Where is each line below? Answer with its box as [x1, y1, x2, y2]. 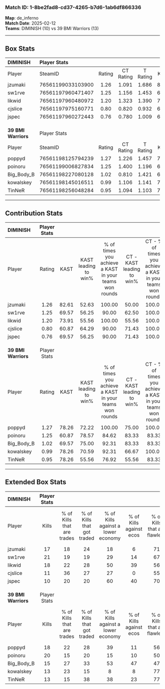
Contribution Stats [5, 209, 63, 217]
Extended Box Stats [5, 478, 66, 487]
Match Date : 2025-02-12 [5, 20, 56, 26]
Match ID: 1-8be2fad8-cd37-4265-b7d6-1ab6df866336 [5, 4, 141, 11]
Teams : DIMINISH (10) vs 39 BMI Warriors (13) [5, 26, 99, 31]
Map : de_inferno [5, 15, 39, 21]
